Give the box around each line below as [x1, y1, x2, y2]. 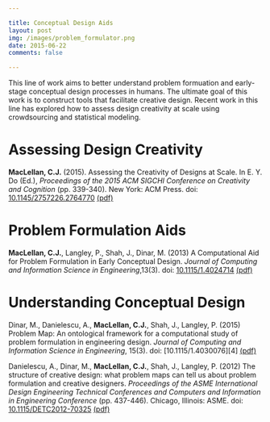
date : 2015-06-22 [8, 41, 67, 49]
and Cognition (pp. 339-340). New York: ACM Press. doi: [8, 185, 199, 194]
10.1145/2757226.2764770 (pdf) [8, 193, 114, 203]
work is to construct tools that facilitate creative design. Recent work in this [8, 95, 259, 105]
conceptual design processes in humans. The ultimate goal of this [28, 86, 248, 97]
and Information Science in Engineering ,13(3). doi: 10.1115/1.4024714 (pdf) [8, 265, 253, 274]
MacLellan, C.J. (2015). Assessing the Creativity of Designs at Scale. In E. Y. [8, 167, 263, 178]
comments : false [8, 49, 63, 57]
